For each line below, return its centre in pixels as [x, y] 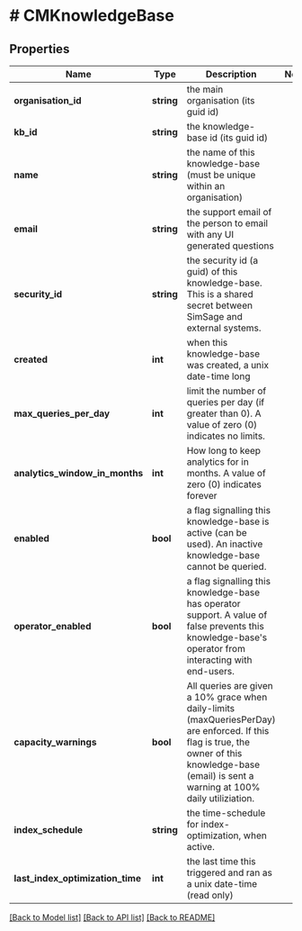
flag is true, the [218, 742]
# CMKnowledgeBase [92, 16]
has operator [213, 604]
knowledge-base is [228, 521]
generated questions [230, 246]
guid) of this [212, 271]
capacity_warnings [55, 742]
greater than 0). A [224, 413]
